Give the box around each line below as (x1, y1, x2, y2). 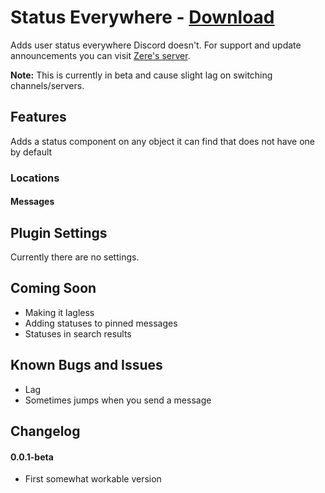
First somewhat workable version (24, 473, 162, 485)
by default (10, 146, 53, 158)
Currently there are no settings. (10, 251, 140, 263)
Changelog (10, 423, 81, 440)
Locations (10, 171, 60, 185)
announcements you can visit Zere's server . (10, 49, 191, 61)
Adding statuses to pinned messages (24, 317, 178, 329)
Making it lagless (24, 306, 95, 318)
